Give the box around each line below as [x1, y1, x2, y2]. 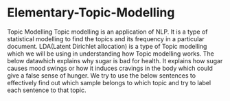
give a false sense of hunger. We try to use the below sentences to [7, 71, 196, 80]
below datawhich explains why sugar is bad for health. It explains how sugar [7, 56, 223, 65]
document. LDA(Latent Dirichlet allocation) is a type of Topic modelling [7, 42, 207, 50]
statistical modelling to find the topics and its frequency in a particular [7, 34, 205, 43]
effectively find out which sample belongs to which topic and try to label [7, 78, 211, 87]
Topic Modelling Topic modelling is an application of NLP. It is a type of [7, 27, 208, 36]
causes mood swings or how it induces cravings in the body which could [7, 64, 213, 72]
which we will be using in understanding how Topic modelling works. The [7, 49, 214, 58]
